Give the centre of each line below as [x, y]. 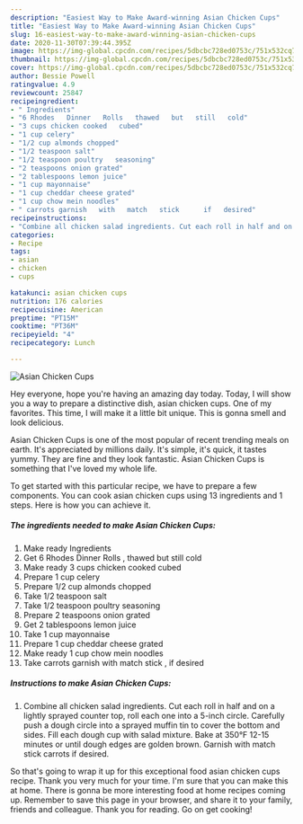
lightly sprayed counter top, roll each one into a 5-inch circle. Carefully [154, 715]
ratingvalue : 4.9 [43, 84]
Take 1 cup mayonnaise [67, 634]
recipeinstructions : [49, 218]
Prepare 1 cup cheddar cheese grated [93, 643]
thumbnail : [31, 59]
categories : [32, 235]
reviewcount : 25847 [47, 93]
